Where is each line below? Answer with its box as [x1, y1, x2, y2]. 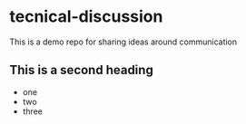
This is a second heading [9, 62, 154, 78]
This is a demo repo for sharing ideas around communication [9, 36, 238, 47]
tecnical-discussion [9, 6, 163, 27]
